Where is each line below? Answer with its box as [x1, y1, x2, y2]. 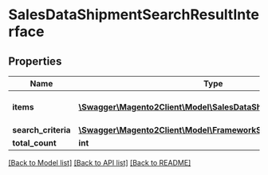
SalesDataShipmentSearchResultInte [8, 6, 259, 24]
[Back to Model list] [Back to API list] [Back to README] [8, 158, 191, 167]
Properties [8, 54, 62, 68]
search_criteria [12, 125, 71, 135]
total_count [12, 137, 57, 149]
